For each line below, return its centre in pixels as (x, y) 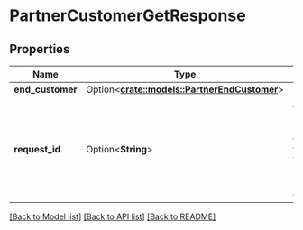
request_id (37, 149)
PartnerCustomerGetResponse (128, 16)
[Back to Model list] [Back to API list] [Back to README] (113, 216)
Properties (40, 49)
